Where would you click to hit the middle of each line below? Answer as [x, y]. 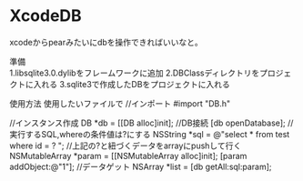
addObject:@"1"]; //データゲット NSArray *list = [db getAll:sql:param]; [141, 166]
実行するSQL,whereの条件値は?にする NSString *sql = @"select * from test [150, 134]
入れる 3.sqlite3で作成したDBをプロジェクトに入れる [131, 84]
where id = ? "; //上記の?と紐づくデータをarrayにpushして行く [126, 146]
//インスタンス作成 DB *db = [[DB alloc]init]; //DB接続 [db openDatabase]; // [151, 123]
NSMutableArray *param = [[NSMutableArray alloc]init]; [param [128, 156]
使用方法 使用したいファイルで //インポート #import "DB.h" [120, 103]
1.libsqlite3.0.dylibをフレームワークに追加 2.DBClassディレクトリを [135, 73]
